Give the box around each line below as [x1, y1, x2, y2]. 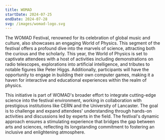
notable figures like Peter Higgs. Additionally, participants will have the [5, 67, 149, 73]
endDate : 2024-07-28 [5, 16, 48, 21]
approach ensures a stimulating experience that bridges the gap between [5, 119, 155, 125]
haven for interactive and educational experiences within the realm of [5, 77, 147, 83]
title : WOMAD [5, 7, 32, 12]
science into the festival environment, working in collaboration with [5, 98, 142, 104]
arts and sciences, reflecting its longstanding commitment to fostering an [5, 124, 155, 130]
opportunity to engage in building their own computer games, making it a [5, 72, 154, 78]
